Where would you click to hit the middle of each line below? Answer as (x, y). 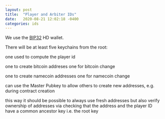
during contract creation (30, 91)
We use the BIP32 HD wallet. (35, 38)
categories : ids (22, 24)
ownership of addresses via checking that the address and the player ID (79, 106)
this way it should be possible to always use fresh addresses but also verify (82, 101)
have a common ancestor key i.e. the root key (52, 111)
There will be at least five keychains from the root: (56, 47)
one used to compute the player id (40, 57)
